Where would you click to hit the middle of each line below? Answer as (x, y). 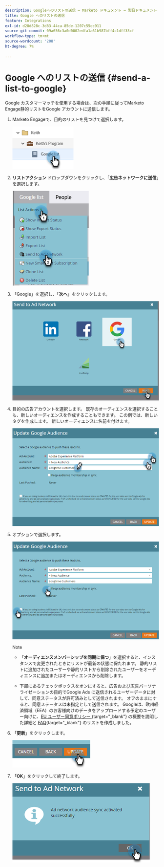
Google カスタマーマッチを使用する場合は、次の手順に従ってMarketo (74, 103)
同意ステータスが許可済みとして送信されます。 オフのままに (92, 698)
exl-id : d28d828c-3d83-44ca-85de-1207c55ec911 (53, 26)
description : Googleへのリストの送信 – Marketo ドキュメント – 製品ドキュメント (81, 10)
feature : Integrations (28, 21)
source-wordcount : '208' (30, 42)
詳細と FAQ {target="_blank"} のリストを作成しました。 (79, 722)
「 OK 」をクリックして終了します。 (47, 776)
